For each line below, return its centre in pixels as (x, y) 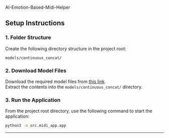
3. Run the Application (33, 100)
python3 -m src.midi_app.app (36, 126)
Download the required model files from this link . (56, 81)
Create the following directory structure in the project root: (66, 49)
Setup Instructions (35, 23)
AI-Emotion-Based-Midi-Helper (38, 7)
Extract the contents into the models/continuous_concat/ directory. (74, 87)
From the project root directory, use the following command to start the (79, 111)
